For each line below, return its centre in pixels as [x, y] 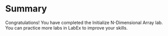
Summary [26, 9]
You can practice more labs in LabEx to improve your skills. [66, 27]
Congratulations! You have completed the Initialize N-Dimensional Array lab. [84, 22]
